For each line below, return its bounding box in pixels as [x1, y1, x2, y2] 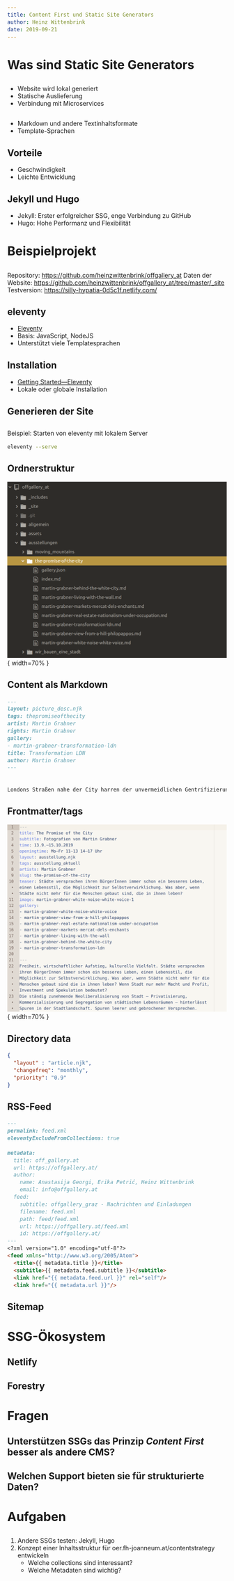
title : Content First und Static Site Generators [7, 11, 155, 18]
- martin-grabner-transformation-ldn [7, 742, 117, 749]
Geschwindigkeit [17, 166, 66, 174]
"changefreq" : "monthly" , [13, 1067, 89, 1073]
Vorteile [7, 147, 43, 159]
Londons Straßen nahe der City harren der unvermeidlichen [7, 787, 182, 794]
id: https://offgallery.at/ [19, 1230, 101, 1237]
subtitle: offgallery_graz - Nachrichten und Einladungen [19, 1201, 192, 1208]
